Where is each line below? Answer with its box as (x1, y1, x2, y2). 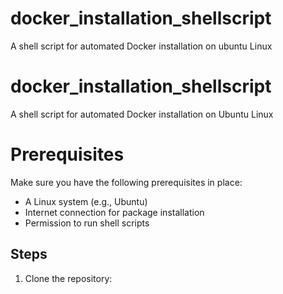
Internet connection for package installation (24, 206, 205, 218)
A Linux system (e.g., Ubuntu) (24, 195, 148, 207)
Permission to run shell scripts (24, 217, 150, 229)
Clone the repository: (24, 272, 113, 284)
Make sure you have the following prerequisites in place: (10, 176, 243, 188)
